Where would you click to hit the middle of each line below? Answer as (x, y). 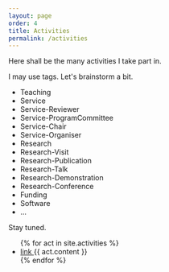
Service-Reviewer (49, 109)
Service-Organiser (51, 135)
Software (35, 204)
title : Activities (39, 31)
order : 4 (23, 23)
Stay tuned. (27, 228)
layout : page (30, 16)
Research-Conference (57, 187)
